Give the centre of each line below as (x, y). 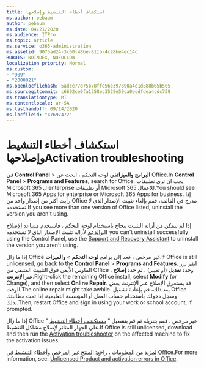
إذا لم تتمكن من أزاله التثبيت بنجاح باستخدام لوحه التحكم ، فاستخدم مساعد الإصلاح (99, 226)
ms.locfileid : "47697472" (39, 115)
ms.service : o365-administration (49, 47)
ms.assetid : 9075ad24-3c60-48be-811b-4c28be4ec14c (72, 52)
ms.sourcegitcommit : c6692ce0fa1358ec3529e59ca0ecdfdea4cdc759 (89, 92)
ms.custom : (20, 69)
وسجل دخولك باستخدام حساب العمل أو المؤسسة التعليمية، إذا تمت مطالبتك (92, 296)
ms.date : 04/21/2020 (33, 29)
